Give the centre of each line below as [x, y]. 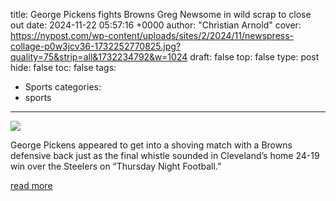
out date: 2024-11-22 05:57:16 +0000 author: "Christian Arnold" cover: [156, 25]
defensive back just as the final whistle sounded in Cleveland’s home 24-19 [165, 155]
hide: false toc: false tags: [63, 67]
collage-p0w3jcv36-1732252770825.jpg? [96, 46]
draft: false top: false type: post [254, 57]
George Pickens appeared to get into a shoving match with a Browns [151, 145]
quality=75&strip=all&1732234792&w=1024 [99, 57]
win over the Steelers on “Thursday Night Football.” [116, 166]
